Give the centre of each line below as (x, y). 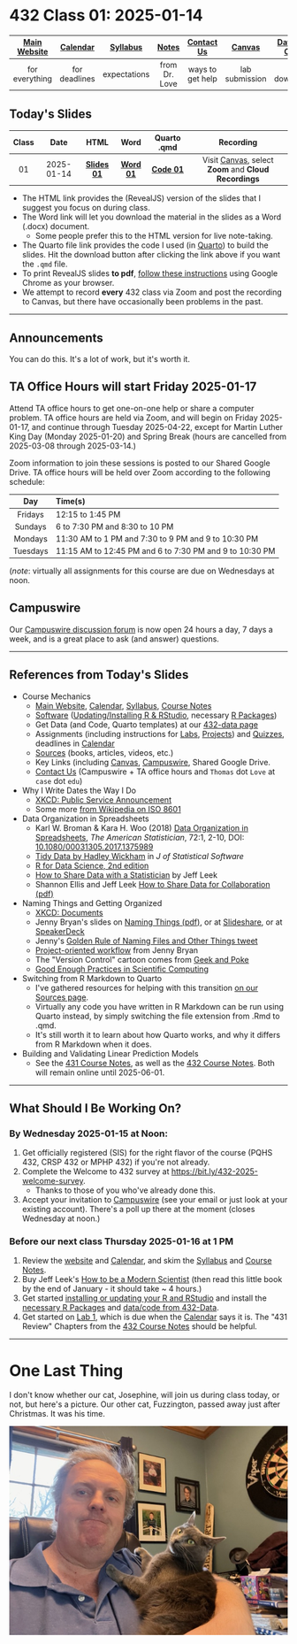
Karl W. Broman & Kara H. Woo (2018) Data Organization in (142, 827)
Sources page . (62, 997)
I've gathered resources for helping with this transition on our (147, 987)
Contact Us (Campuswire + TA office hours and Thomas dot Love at (155, 772)
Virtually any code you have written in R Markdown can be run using (160, 1006)
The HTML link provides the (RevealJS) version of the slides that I (141, 198)
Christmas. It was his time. (57, 1414)
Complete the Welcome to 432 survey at (95, 1172)
